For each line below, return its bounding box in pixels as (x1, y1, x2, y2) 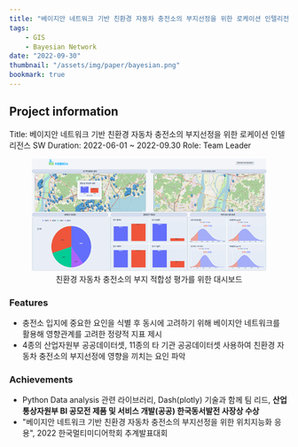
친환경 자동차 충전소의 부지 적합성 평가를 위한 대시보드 (55, 274, 243, 284)
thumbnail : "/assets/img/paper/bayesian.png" (9, 61, 180, 70)
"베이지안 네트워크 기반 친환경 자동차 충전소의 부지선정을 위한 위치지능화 (21, 417, 272, 428)
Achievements (9, 374, 74, 386)
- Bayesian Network (25, 42, 98, 51)
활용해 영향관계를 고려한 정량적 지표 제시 (21, 328, 162, 340)
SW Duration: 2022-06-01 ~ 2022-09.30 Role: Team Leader (32, 140, 252, 150)
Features (9, 297, 49, 309)
